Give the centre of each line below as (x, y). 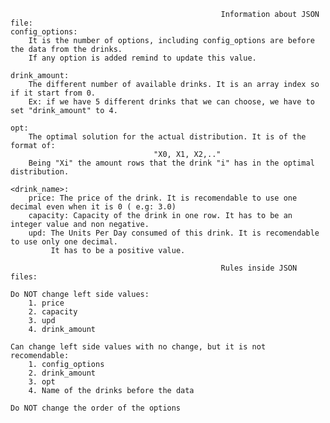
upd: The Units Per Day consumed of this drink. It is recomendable (174, 233)
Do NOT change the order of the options (96, 408)
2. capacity (53, 312)
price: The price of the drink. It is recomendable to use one (163, 198)
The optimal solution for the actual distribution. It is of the (167, 137)
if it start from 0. (53, 93)
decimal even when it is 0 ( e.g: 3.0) (93, 207)
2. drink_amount (62, 373)
